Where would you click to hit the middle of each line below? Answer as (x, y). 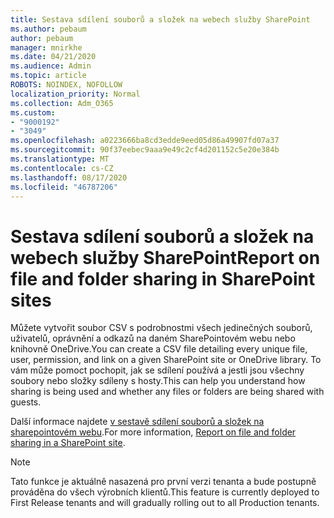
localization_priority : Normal (75, 94)
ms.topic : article (48, 76)
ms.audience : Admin (51, 66)
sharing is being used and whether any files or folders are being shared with (167, 392)
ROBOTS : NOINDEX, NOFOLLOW (66, 85)
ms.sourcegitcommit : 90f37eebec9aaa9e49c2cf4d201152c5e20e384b (145, 150)
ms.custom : (33, 112)
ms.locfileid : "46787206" (64, 187)
